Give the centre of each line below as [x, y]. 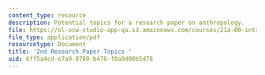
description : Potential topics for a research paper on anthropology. [127, 23]
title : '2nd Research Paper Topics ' [70, 52]
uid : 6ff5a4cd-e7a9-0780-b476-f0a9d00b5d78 [81, 59]
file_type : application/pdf [54, 37]
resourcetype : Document [47, 45]
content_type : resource [47, 15]
